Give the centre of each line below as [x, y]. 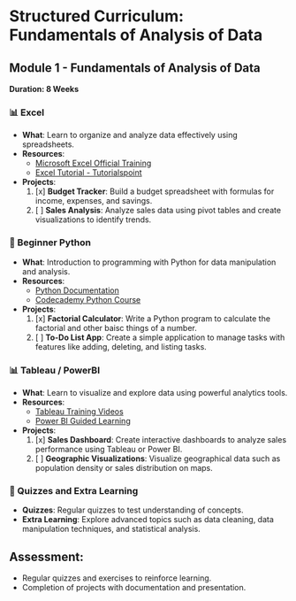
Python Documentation [77, 290]
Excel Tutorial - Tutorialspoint [89, 173]
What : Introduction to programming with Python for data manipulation [149, 262]
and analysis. [46, 271]
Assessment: [46, 556]
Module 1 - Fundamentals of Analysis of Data [135, 68]
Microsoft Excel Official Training [93, 163]
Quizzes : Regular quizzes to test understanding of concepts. [133, 510]
